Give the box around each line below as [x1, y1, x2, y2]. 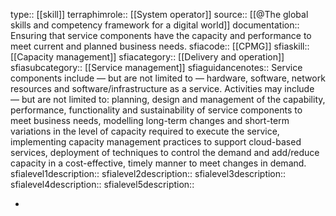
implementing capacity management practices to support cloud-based [10, 136, 302, 148]
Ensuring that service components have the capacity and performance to [10, 30, 312, 41]
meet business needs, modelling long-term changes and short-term [10, 115, 290, 126]
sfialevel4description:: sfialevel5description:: [10, 179, 195, 190]
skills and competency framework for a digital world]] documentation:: [10, 19, 300, 31]
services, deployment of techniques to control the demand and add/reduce [10, 147, 320, 158]
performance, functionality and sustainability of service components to [10, 104, 303, 116]
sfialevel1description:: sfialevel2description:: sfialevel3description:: [10, 168, 287, 179]
